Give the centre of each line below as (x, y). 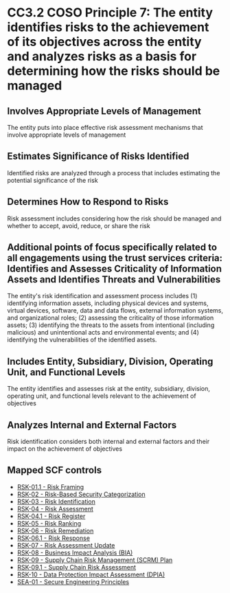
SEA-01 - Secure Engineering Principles (73, 581)
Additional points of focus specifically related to (112, 248)
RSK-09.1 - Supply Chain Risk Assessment (76, 567)
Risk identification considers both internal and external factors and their (108, 442)
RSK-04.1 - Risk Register (51, 516)
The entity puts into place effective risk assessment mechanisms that (105, 127)
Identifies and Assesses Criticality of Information (114, 269)
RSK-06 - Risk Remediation (55, 530)
